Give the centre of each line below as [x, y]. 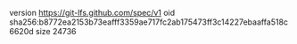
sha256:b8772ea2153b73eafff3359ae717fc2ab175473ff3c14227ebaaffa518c [148, 22]
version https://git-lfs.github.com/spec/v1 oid [92, 13]
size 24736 [56, 31]
